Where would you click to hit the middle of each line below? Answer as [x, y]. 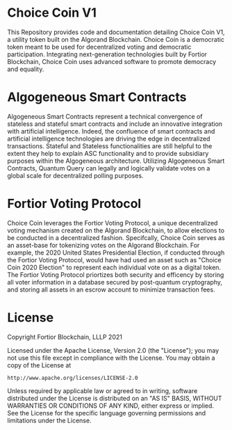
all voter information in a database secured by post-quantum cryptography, [115, 282]
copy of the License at [39, 365]
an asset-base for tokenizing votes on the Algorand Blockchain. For [103, 245]
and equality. [26, 69]
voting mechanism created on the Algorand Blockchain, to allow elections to [116, 230]
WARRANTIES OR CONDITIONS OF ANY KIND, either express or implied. [110, 406]
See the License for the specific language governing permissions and [107, 413]
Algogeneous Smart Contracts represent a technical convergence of [105, 116]
